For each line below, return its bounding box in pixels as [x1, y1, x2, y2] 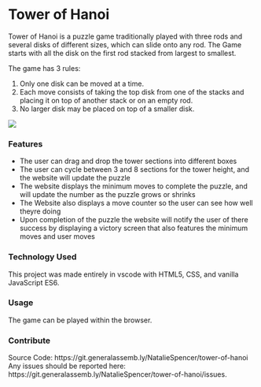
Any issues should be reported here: [8, 361, 126, 371]
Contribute [8, 335, 51, 346]
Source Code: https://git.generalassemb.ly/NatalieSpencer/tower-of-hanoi [8, 353, 248, 363]
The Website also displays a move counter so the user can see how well [19, 199, 253, 208]
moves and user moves [19, 232, 96, 241]
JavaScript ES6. [8, 277, 60, 287]
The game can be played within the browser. [8, 315, 153, 325]
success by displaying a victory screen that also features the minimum [19, 223, 248, 233]
